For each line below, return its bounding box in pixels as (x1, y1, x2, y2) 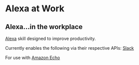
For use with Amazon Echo (5, 55, 60, 61)
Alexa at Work (5, 3, 65, 14)
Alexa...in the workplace (5, 23, 83, 31)
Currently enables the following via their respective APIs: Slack (5, 45, 135, 51)
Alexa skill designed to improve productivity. (5, 35, 96, 41)
